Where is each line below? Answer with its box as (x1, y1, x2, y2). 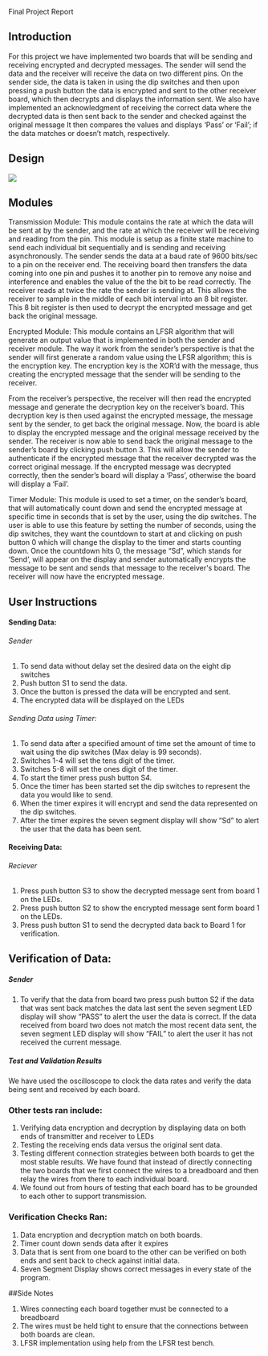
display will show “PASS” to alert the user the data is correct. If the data (19, 1012, 257, 1021)
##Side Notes (8, 1288, 54, 1298)
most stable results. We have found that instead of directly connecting (19, 1157, 253, 1167)
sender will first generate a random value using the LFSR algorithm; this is (8, 352, 253, 362)
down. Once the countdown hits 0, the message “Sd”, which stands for (8, 546, 242, 556)
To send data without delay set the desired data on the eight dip (19, 661, 231, 670)
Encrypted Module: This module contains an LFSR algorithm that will (8, 327, 234, 336)
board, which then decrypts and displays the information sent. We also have (8, 94, 260, 104)
